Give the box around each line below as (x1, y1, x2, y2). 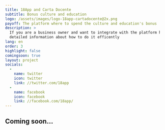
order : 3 (5, 44, 23, 49)
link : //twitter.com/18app (14, 80, 69, 85)
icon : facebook (14, 94, 45, 99)
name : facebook (14, 90, 45, 95)
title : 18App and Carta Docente (5, 7, 71, 12)
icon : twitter (14, 76, 43, 81)
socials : (5, 62, 23, 67)
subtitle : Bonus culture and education (5, 12, 87, 17)
